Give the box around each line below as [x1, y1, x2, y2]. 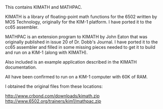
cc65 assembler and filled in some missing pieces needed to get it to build [5, 44, 156, 50]
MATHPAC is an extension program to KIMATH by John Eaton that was [5, 34, 148, 39]
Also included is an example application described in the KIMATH [5, 59, 137, 65]
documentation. [5, 64, 37, 70]
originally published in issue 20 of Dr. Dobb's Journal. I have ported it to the [5, 39, 158, 45]
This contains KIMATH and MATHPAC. [5, 4, 82, 10]
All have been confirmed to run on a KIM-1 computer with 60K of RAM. [5, 74, 148, 79]
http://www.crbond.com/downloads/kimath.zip [5, 93, 100, 99]
